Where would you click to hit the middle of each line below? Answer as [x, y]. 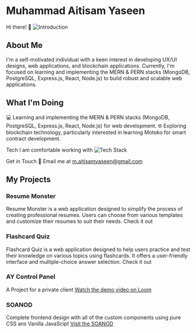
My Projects [28, 179]
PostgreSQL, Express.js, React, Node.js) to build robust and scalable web [94, 78]
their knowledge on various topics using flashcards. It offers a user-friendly [97, 255]
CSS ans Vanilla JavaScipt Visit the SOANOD [60, 324]
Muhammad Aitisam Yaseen [75, 11]
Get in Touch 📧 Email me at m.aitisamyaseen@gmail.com [74, 161]
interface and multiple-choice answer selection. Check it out [79, 262]
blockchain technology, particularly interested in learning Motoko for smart [96, 132]
